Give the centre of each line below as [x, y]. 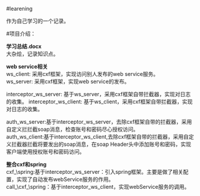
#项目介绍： [21, 33]
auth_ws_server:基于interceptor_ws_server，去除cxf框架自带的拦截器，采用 [99, 122]
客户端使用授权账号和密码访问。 [45, 151]
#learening [19, 9]
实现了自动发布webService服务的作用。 [65, 179]
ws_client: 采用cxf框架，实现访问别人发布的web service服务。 [83, 74]
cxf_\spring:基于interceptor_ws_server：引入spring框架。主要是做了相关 [95, 172]
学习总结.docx [24, 46]
